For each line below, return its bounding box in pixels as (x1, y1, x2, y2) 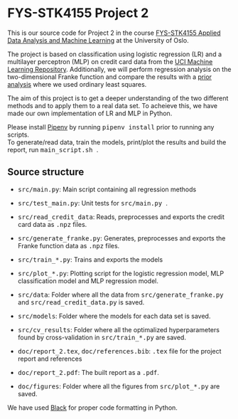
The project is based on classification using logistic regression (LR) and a (7, 50, 222, 58)
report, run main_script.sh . (7, 145, 99, 154)
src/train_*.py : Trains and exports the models (17, 255, 163, 264)
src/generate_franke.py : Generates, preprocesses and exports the (17, 233, 226, 243)
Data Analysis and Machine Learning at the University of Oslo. (7, 36, 190, 44)
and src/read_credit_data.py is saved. (17, 297, 145, 307)
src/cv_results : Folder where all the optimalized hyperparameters (17, 325, 220, 334)
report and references (17, 354, 82, 363)
